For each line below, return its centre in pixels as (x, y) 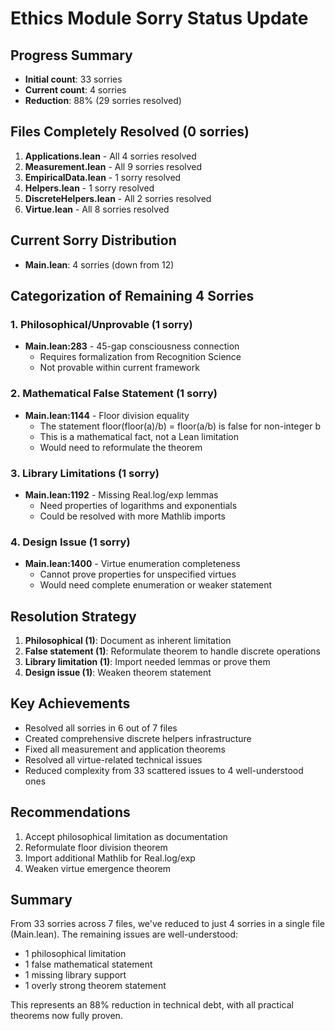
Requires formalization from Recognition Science (140, 357)
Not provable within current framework (119, 368)
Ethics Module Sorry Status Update (159, 18)
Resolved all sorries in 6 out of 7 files (101, 728)
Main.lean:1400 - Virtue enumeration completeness (132, 564)
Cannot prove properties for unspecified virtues (138, 574)
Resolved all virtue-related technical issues (113, 759)
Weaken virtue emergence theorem (98, 868)
